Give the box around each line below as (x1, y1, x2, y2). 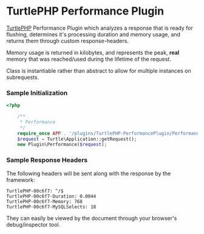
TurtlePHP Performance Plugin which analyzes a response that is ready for (6, 24, 193, 32)
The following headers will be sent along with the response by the (6, 170, 171, 177)
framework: (6, 176, 35, 183)
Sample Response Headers (6, 156, 88, 164)
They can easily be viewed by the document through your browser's (6, 214, 177, 222)
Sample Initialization (6, 89, 68, 97)
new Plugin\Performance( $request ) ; (17, 141, 107, 148)
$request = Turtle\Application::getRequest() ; (17, 136, 137, 142)
